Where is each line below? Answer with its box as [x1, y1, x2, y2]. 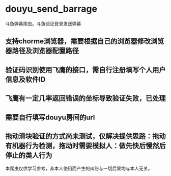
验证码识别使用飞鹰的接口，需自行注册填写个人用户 [5, 65, 166, 74]
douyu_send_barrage [5, 3, 98, 15]
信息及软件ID [5, 75, 46, 84]
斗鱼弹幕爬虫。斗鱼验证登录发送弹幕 [5, 20, 81, 27]
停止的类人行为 [5, 151, 52, 160]
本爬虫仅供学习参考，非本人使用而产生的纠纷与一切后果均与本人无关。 [5, 165, 153, 171]
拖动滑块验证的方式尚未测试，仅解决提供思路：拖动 [5, 132, 166, 140]
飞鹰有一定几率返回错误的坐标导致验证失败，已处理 [5, 94, 166, 103]
